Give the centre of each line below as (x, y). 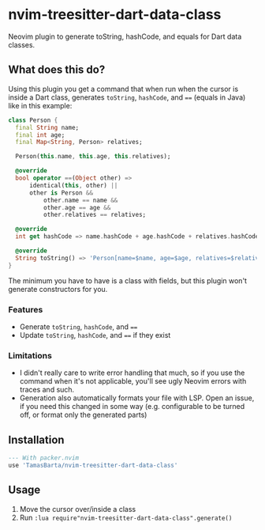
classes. (22, 44)
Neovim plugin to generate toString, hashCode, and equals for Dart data (125, 36)
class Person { (33, 120)
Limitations (30, 355)
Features (26, 309)
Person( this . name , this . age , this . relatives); (93, 157)
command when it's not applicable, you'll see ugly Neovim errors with (133, 381)
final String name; (47, 127)
